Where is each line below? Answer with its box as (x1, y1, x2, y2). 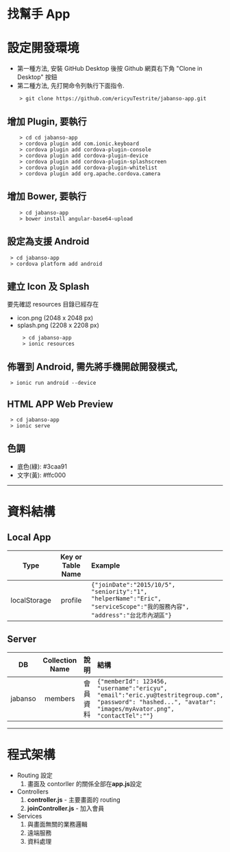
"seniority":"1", (91, 587, 148, 595)
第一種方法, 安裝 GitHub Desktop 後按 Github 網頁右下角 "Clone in (16, 65, 203, 73)
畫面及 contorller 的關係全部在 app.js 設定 (27, 779, 142, 787)
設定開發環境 (7, 41, 80, 56)
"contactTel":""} (97, 712, 154, 719)
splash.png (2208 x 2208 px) (16, 321, 99, 330)
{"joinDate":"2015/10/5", (91, 581, 176, 588)
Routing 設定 (16, 771, 53, 779)
